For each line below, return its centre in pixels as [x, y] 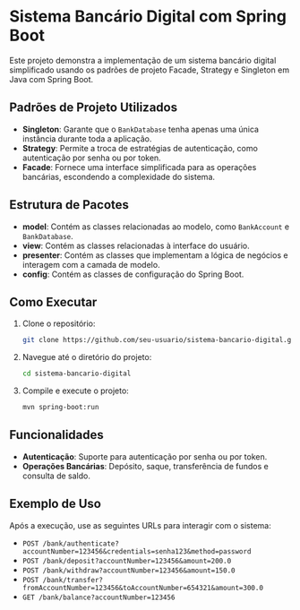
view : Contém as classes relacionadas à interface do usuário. [136, 245]
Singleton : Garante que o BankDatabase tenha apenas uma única [141, 129]
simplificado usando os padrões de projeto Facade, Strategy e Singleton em [149, 70]
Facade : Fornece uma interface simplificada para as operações [139, 167]
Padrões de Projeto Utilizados [93, 108]
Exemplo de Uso [55, 504]
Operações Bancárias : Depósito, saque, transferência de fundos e [145, 466]
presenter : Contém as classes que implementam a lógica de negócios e [155, 255]
